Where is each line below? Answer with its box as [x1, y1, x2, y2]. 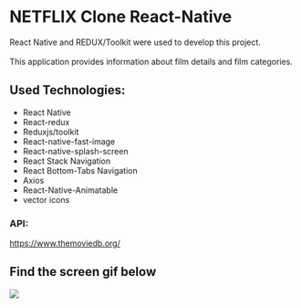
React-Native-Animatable [22, 185, 119, 196]
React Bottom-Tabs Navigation [22, 165, 139, 175]
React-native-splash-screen [22, 145, 130, 156]
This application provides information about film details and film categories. [9, 56, 294, 67]
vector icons [22, 194, 70, 205]
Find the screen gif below [9, 264, 157, 280]
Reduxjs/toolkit [22, 126, 79, 137]
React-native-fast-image [22, 135, 116, 147]
